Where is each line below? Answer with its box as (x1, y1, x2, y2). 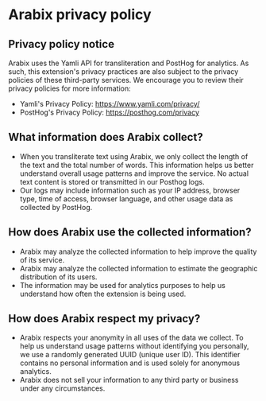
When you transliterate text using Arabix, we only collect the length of (19, 151, 249, 161)
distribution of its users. (19, 272, 98, 282)
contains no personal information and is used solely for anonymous (19, 358, 241, 368)
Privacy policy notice (8, 37, 115, 51)
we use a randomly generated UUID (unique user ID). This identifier (19, 350, 241, 360)
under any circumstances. (19, 383, 106, 393)
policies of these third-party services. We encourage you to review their (8, 76, 244, 84)
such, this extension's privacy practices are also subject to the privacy (8, 67, 239, 76)
